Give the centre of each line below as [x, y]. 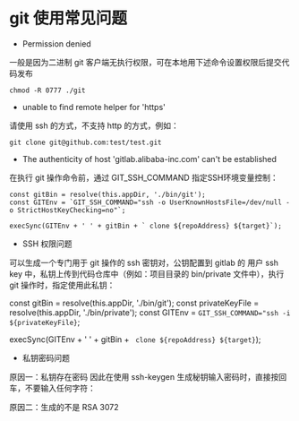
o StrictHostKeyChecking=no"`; [68, 210]
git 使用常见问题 [68, 18]
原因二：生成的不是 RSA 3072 [64, 407]
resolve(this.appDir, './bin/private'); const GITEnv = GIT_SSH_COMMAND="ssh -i [150, 312]
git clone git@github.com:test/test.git [86, 142]
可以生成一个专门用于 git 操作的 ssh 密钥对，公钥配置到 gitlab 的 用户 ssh [144, 262]
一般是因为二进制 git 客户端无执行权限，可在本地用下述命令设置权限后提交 [145, 62]
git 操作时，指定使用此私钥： [62, 285]
